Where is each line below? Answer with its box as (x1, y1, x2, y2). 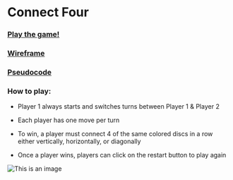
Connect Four (7, 4, 90, 20)
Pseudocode (7, 67, 52, 77)
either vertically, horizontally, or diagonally (17, 137, 141, 145)
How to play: (7, 86, 52, 96)
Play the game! (7, 30, 60, 40)
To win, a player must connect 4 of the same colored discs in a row (17, 130, 213, 138)
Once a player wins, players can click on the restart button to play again (17, 151, 227, 160)
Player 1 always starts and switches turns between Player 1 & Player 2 (17, 102, 220, 111)
